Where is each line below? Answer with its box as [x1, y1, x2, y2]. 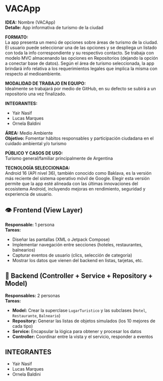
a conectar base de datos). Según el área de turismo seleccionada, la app [5, 60, 155, 66]
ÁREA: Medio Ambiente [5, 130, 53, 136]
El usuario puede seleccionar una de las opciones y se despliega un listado [5, 44, 157, 50]
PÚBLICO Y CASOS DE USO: [5, 150, 63, 156]
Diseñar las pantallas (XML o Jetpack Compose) [12, 236, 110, 242]
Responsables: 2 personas [5, 292, 60, 299]
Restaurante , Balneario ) [12, 312, 61, 318]
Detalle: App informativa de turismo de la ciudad [5, 24, 104, 30]
